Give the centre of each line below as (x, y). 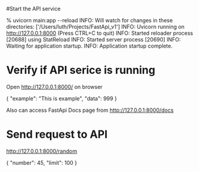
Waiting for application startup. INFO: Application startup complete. (90, 46)
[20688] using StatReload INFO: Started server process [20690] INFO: (93, 39)
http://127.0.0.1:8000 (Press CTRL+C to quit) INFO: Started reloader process (100, 33)
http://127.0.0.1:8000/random (42, 151)
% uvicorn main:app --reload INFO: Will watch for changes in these (90, 20)
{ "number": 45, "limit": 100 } (41, 162)
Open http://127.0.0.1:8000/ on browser (54, 87)
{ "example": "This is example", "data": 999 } (62, 98)
